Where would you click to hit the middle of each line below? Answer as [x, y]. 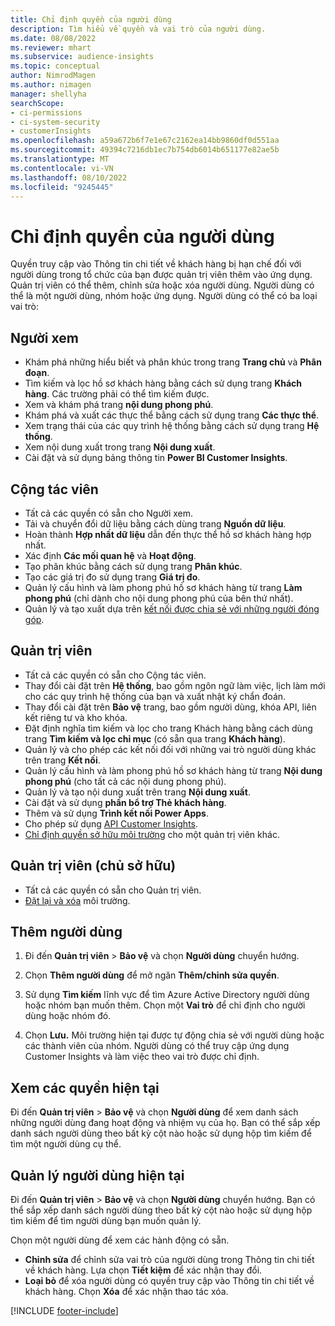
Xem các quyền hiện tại [85, 1087]
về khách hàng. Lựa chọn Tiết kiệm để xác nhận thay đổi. [143, 1270]
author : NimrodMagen [53, 76]
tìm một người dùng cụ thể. [66, 1144]
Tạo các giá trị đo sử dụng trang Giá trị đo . [112, 577]
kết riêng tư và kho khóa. [76, 717]
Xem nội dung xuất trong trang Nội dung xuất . [120, 447]
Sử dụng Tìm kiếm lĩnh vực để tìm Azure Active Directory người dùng [167, 995]
